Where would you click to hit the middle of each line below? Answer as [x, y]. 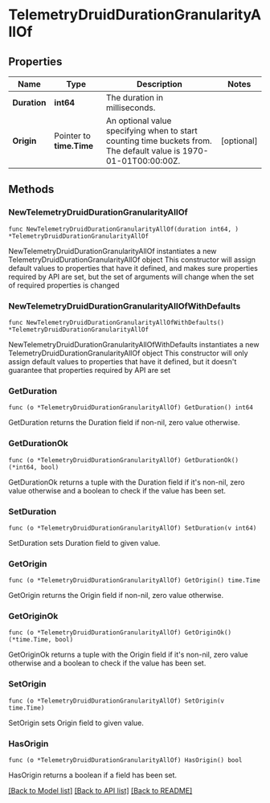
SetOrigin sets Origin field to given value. [76, 723]
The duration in [134, 98]
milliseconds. [131, 108]
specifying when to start [152, 131]
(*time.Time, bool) [41, 640]
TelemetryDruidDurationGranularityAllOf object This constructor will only [128, 353]
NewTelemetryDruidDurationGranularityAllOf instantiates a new [112, 251]
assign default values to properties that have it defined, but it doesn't [123, 361]
